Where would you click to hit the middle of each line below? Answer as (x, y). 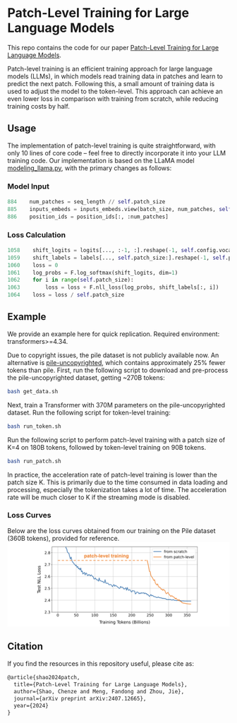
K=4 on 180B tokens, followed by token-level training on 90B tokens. (107, 447)
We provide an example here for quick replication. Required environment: (114, 334)
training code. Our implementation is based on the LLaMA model (101, 160)
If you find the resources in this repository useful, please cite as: (101, 663)
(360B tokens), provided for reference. (63, 538)
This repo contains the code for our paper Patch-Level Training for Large (113, 47)
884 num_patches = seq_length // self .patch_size (86, 202)
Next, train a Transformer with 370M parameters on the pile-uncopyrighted (116, 405)
